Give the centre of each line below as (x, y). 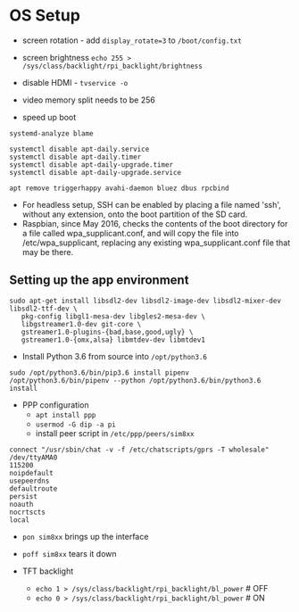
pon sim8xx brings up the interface (85, 536)
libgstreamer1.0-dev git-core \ (81, 324)
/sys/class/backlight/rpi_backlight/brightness (112, 66)
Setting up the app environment (99, 281)
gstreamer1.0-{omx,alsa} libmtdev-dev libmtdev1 (113, 340)
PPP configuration (55, 405)
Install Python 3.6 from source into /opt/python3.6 (115, 356)
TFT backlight (48, 571)
